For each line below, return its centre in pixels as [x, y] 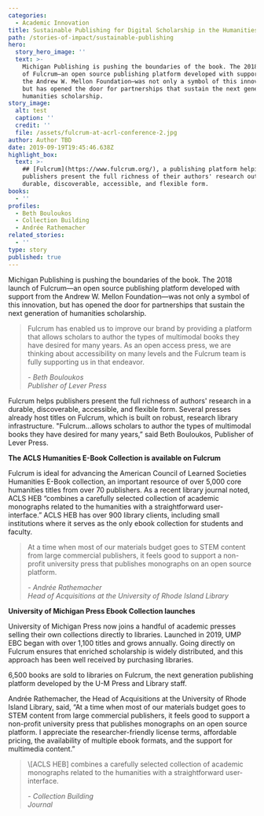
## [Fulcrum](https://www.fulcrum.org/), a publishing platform [130, 169]
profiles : [24, 206]
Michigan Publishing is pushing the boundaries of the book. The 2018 [121, 280]
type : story [27, 250]
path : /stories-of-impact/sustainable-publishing [91, 37]
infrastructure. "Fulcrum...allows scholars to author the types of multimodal [130, 425]
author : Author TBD [40, 140]
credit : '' [33, 125]
